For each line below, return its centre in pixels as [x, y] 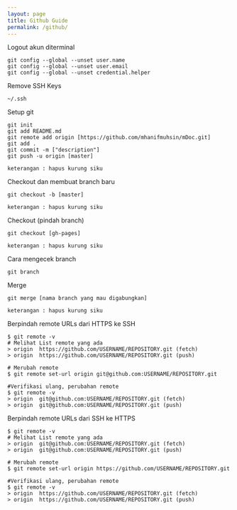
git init [20, 125]
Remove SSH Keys [34, 86]
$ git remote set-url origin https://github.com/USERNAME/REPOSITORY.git [119, 469]
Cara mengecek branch [42, 259]
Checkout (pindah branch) [46, 220]
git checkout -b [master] [45, 195]
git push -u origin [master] [50, 156]
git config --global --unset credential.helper [79, 73]
